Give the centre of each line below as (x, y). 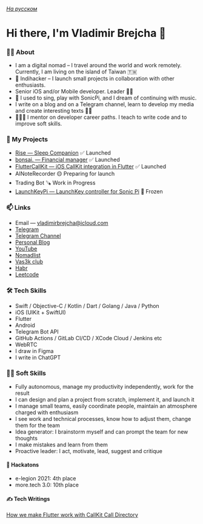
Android (25, 325)
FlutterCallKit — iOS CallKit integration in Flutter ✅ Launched (91, 166)
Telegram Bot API (37, 332)
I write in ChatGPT (38, 358)
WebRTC (26, 344)
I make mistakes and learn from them (61, 445)
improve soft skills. (38, 124)
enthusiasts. (30, 85)
